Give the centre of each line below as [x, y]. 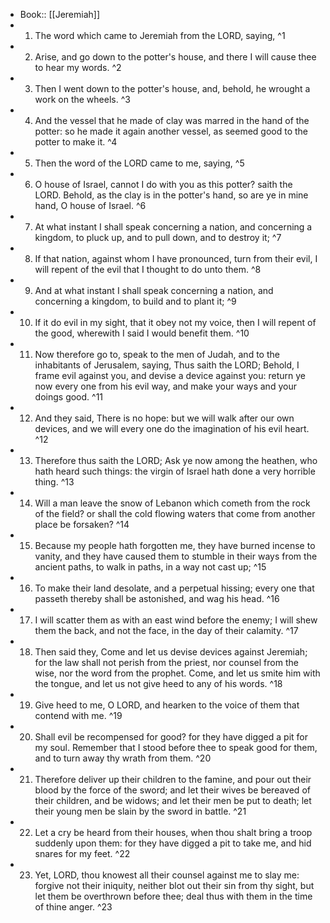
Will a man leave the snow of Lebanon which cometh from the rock [172, 503]
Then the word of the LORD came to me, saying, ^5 [139, 163]
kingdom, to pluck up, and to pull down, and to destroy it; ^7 [158, 237]
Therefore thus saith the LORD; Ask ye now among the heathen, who [176, 460]
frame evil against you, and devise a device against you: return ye [170, 375]
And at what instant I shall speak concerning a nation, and [154, 290]
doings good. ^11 [69, 397]
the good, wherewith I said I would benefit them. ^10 [142, 333]
